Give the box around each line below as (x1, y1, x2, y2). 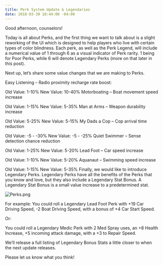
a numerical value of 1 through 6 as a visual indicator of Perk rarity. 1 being (5, 50, 155, 56)
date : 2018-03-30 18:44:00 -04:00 (5, 12, 75, 17)
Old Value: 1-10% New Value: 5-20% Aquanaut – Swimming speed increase (5, 157, 156, 163)
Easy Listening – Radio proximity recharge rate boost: (5, 79, 112, 85)
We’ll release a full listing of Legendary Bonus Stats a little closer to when (5, 240, 152, 245)
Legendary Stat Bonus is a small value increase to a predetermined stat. (5, 182, 149, 188)
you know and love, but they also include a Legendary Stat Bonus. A (5, 177, 142, 183)
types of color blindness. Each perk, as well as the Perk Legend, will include (5, 45, 158, 51)
